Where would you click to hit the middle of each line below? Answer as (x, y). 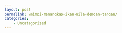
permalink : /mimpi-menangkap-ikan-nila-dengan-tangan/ (61, 14)
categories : (16, 18)
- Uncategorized (30, 23)
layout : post (18, 9)
